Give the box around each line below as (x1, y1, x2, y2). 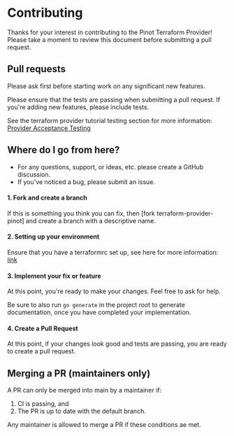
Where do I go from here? (7, 144, 120, 156)
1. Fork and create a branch (7, 194, 87, 202)
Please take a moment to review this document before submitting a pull (7, 35, 212, 43)
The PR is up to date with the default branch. (17, 407, 147, 416)
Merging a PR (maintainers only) (7, 367, 151, 379)
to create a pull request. (7, 347, 76, 356)
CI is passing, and (17, 400, 69, 408)
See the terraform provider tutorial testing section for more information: (7, 116, 213, 125)
